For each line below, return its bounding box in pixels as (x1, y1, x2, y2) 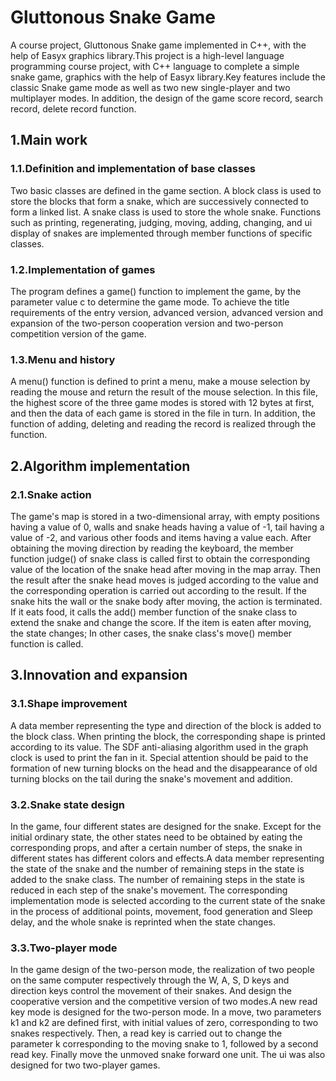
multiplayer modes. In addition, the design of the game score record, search (10, 92, 323, 104)
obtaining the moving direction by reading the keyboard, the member (10, 542, 294, 554)
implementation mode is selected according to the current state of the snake (10, 894, 326, 906)
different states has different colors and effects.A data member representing (10, 852, 325, 864)
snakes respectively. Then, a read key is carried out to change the (10, 1027, 283, 1040)
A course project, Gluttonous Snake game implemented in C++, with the (10, 39, 307, 51)
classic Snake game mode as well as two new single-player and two (10, 81, 291, 93)
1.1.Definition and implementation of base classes (10, 162, 256, 176)
